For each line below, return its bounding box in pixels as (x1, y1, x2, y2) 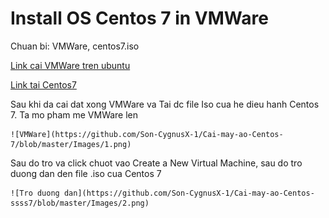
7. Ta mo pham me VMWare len (10, 108, 139, 121)
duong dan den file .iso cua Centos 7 (10, 167, 162, 179)
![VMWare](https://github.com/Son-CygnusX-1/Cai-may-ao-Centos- (10, 129, 284, 139)
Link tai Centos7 (10, 78, 77, 91)
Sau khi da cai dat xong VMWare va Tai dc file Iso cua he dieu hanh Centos (10, 98, 320, 110)
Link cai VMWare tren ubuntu (10, 59, 131, 71)
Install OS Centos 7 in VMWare (10, 7, 269, 30)
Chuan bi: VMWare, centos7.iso (10, 40, 140, 52)
